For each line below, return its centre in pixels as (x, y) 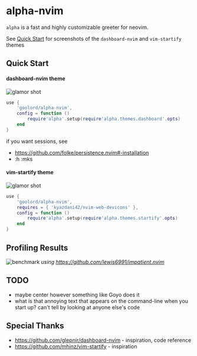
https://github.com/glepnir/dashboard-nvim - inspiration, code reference (103, 340)
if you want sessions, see (37, 141)
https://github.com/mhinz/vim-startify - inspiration (76, 346)
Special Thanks (35, 326)
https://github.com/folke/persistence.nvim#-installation (82, 152)
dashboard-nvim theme (36, 79)
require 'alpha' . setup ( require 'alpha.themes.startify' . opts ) (103, 218)
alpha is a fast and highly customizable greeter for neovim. (77, 27)
